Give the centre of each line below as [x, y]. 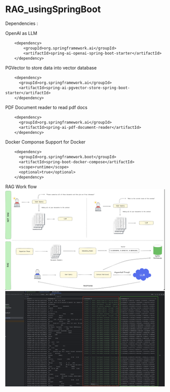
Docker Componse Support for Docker [46, 142]
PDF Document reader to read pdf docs [46, 107]
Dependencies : [22, 23]
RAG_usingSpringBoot [53, 9]
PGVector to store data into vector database [51, 67]
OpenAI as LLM [21, 33]
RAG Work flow [21, 187]
